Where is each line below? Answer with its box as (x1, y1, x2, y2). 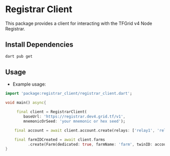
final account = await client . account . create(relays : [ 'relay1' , (14, 128, 155, 133)
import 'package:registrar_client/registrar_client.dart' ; (5, 91, 133, 96)
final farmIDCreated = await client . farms (14, 137, 105, 142)
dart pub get (5, 54, 33, 59)
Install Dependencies (5, 41, 73, 49)
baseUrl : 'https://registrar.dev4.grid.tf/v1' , (23, 114, 125, 120)
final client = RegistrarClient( (16, 109, 87, 114)
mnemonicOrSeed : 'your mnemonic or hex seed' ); (23, 119, 125, 124)
